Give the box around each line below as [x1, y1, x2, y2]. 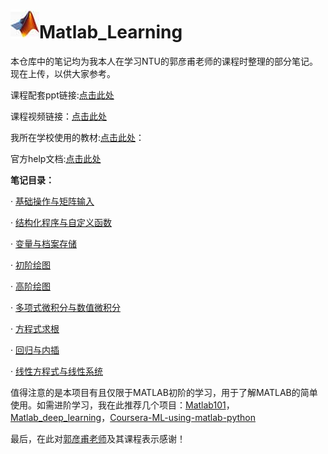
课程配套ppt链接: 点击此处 [10, 89, 115, 101]
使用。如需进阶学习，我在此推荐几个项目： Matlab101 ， [10, 399, 235, 411]
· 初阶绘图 [10, 259, 51, 271]
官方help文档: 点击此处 [10, 152, 102, 164]
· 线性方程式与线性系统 [10, 365, 103, 377]
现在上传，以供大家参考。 [10, 67, 116, 79]
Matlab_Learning [39, 21, 183, 44]
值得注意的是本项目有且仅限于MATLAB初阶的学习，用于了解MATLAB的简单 [10, 386, 318, 398]
